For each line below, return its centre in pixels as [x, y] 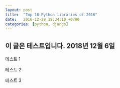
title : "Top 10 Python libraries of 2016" [51, 15]
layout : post [19, 10]
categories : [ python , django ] [37, 24]
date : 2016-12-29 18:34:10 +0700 [42, 19]
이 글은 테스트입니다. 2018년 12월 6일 [60, 46]
